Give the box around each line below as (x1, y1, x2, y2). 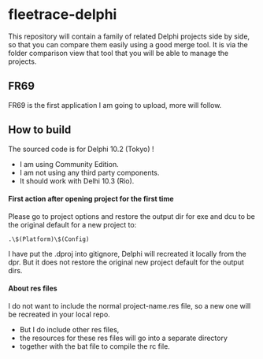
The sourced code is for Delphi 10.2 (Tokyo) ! (8, 144, 155, 154)
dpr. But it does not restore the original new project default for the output (8, 257, 244, 267)
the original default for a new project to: (8, 220, 137, 229)
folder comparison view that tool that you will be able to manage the (8, 48, 229, 57)
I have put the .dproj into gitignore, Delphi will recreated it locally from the (8, 249, 246, 258)
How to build (8, 124, 72, 137)
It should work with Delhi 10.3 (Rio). (19, 176, 135, 186)
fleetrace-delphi (8, 6, 117, 24)
